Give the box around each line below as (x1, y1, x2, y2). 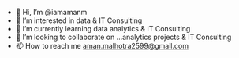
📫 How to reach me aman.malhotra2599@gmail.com (15, 42, 189, 50)
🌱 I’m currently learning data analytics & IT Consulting (15, 24, 191, 33)
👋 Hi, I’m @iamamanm (15, 8, 88, 16)
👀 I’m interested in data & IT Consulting (15, 16, 143, 25)
